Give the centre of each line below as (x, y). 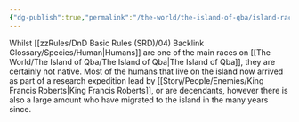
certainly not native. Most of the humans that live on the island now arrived (146, 71)
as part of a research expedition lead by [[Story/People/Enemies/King (137, 80)
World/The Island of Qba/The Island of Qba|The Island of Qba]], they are (142, 61)
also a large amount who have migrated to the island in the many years (139, 100)
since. (20, 109)
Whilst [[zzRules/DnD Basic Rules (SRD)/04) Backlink (107, 43)
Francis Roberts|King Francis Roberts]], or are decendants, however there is (149, 90)
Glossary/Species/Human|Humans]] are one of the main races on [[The (140, 52)
